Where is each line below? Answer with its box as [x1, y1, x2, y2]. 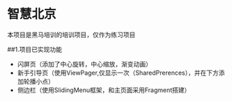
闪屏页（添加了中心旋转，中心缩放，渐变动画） [17, 59, 152, 68]
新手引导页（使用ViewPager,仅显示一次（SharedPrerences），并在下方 [17, 68, 219, 77]
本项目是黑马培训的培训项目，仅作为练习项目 [7, 30, 136, 39]
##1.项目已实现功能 [7, 45, 63, 53]
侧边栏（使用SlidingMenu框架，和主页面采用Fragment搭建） [17, 86, 191, 94]
